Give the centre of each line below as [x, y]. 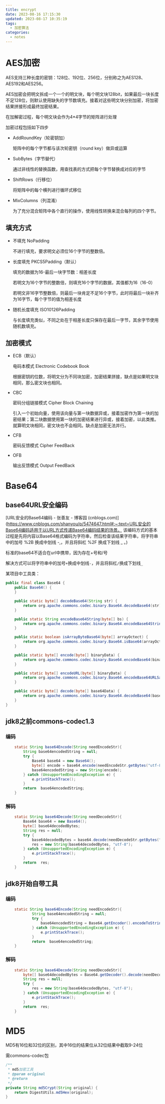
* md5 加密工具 [21, 1070]
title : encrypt [21, 10]
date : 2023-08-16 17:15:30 [33, 14]
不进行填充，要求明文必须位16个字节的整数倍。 [60, 251]
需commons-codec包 [27, 1056]
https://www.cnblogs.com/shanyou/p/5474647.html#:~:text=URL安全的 [79, 524]
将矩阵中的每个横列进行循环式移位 [47, 190]
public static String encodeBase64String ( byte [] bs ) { [71, 619]
